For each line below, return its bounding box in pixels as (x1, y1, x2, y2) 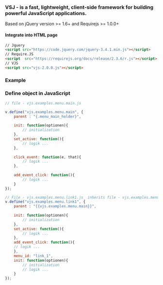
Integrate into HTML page (5, 32, 58, 38)
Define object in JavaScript (5, 90, 70, 96)
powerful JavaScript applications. (5, 10, 87, 16)
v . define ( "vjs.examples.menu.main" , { (5, 110, 83, 114)
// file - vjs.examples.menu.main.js (5, 101, 81, 106)
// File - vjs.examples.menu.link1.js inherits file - (5, 195, 120, 200)
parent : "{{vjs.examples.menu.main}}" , (14, 204, 97, 209)
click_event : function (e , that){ (14, 155, 81, 159)
